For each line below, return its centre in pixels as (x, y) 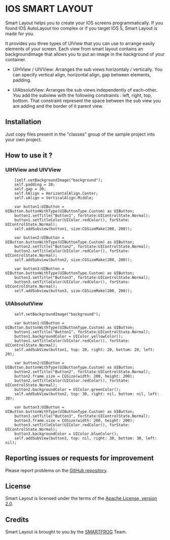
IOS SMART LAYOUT (49, 9)
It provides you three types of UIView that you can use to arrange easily (80, 43)
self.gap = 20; (30, 189)
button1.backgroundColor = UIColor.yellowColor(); (69, 336)
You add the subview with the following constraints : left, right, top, (82, 95)
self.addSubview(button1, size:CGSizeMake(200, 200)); (73, 229)
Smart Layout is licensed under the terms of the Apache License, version (81, 499)
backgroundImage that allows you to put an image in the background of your (85, 54)
